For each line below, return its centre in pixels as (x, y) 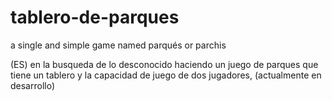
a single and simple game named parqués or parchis (118, 45)
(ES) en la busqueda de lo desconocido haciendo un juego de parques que (164, 64)
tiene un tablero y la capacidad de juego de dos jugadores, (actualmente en (166, 75)
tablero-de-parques (95, 17)
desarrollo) (33, 85)
